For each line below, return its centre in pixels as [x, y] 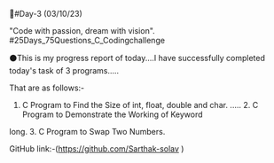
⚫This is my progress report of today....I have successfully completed [137, 58]
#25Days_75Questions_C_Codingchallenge [87, 40]
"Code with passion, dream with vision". [82, 31]
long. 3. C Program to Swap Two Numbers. [87, 132]
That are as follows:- [47, 88]
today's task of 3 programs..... [64, 70]
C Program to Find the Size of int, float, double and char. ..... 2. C [140, 105]
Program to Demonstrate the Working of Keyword [112, 114]
